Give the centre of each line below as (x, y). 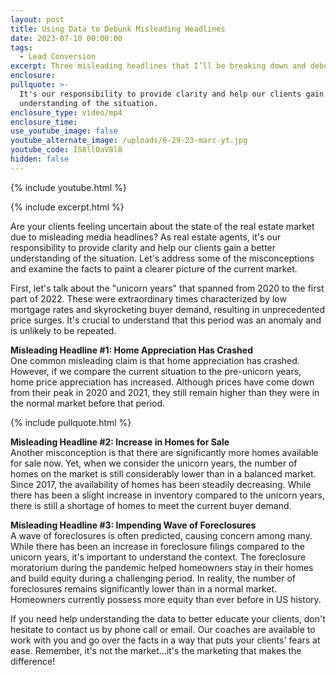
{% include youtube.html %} (68, 187)
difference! (33, 661)
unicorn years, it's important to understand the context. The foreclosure (158, 557)
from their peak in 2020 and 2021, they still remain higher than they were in (165, 392)
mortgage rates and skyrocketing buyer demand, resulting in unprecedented (168, 309)
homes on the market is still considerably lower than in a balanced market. (163, 473)
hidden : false (40, 159)
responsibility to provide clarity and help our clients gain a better (143, 247)
